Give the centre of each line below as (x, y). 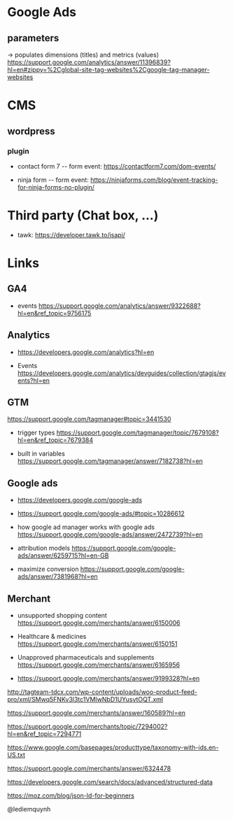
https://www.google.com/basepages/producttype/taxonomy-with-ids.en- (113, 748)
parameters (33, 38)
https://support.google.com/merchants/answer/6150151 (97, 644)
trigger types (36, 433)
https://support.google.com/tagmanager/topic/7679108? (137, 433)
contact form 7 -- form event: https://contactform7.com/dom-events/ (116, 166)
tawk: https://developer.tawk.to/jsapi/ (71, 234)
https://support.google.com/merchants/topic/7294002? (87, 727)
